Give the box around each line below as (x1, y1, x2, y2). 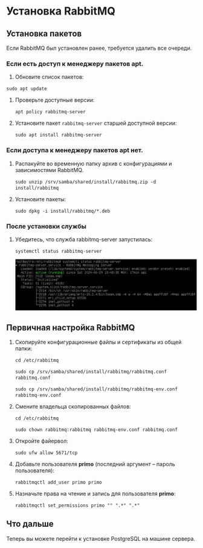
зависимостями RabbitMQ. (14, 166, 84, 173)
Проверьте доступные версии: (14, 96, 95, 104)
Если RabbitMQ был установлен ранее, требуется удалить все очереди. (6, 44, 192, 52)
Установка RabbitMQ (6, 4, 116, 18)
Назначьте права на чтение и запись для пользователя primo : (14, 490, 176, 497)
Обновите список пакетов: (14, 73, 84, 81)
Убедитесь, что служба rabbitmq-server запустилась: (14, 235, 153, 243)
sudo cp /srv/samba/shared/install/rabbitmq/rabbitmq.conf (14, 369, 167, 375)
